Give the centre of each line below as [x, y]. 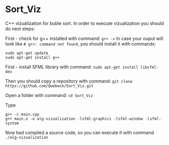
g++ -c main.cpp [22, 114]
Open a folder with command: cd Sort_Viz [49, 95]
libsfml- [150, 67]
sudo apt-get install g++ [32, 57]
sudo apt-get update [27, 53]
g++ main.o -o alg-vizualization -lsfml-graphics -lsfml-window [74, 119]
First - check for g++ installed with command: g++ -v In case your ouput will [84, 38]
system [12, 123]
